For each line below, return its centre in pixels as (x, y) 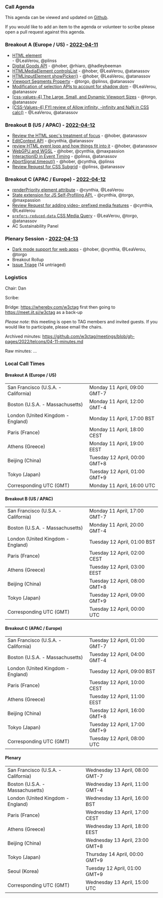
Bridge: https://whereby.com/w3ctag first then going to (60, 307)
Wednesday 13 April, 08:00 (117, 770)
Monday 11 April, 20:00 (116, 525)
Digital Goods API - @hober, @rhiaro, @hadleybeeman (66, 66)
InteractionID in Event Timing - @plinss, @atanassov (65, 156)
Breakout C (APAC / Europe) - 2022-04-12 (55, 179)
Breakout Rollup (28, 260)
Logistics (16, 277)
